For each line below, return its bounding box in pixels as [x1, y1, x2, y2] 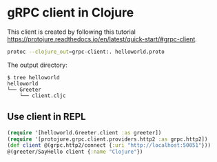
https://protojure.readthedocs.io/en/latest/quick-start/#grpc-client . [7, 34, 198, 43]
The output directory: [7, 61, 68, 69]
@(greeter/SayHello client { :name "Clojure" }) [7, 148, 143, 156]
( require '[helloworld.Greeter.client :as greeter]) [7, 129, 162, 136]
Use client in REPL [7, 111, 86, 123]
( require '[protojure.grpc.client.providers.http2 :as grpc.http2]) [7, 136, 208, 143]
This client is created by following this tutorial [7, 28, 136, 36]
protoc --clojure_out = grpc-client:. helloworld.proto [7, 48, 165, 55]
